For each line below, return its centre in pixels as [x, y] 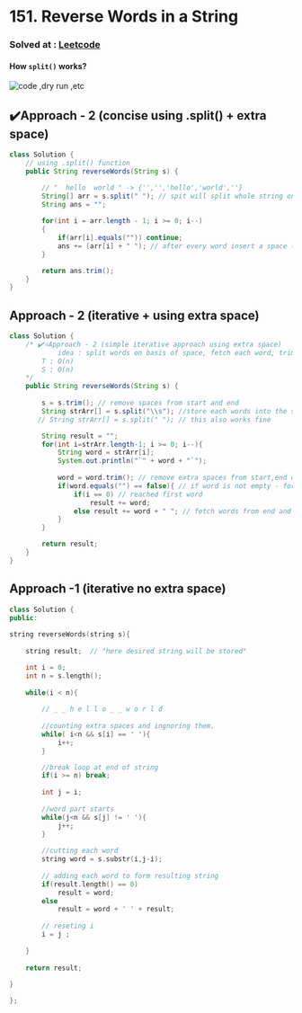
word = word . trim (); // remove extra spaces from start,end [172, 478]
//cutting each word [80, 851]
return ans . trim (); [78, 271]
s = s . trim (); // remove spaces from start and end [141, 403]
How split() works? [48, 66]
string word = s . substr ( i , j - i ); [102, 859]
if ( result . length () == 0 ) [90, 884]
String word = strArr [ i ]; [106, 453]
